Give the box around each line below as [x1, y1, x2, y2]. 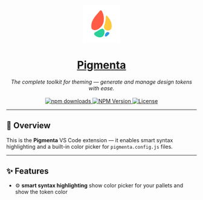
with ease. [88, 84, 115, 92]
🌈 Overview [6, 120, 51, 131]
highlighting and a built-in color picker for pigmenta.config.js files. [6, 143, 173, 150]
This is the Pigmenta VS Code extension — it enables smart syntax [6, 136, 173, 143]
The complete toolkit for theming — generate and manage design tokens [11, 78, 192, 86]
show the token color [14, 189, 68, 196]
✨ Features [6, 166, 49, 176]
